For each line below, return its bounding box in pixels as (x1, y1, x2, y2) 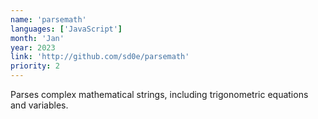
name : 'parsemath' (10, 14, 87, 25)
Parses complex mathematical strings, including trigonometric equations (10, 89, 309, 100)
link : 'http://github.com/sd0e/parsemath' (10, 52, 190, 62)
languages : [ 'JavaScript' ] (10, 24, 123, 34)
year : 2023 (10, 42, 56, 53)
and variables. (10, 99, 69, 111)
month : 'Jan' (10, 33, 65, 43)
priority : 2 (10, 61, 60, 71)
